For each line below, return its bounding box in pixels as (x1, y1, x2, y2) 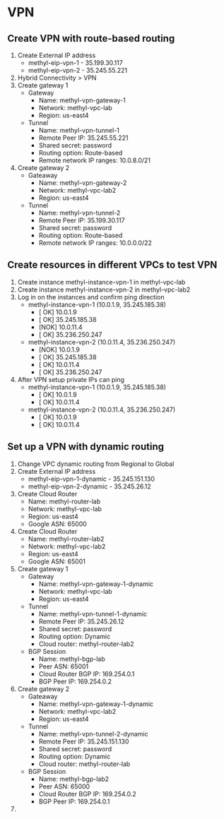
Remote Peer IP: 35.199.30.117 (38, 216, 125, 225)
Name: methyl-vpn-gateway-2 (38, 179, 127, 187)
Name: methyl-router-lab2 (28, 534, 105, 543)
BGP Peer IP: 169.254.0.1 (38, 797, 110, 806)
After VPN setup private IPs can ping (17, 375, 125, 383)
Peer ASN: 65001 (38, 662, 89, 671)
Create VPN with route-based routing (7, 32, 175, 44)
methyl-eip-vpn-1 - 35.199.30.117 (28, 59, 124, 67)
